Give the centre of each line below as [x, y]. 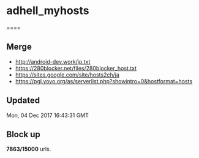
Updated [23, 101]
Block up [24, 134]
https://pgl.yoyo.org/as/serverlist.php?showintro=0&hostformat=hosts [104, 81]
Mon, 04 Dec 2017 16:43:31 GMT [47, 115]
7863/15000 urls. [29, 149]
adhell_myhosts [48, 11]
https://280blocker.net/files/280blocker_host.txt [76, 68]
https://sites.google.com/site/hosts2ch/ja [67, 75]
